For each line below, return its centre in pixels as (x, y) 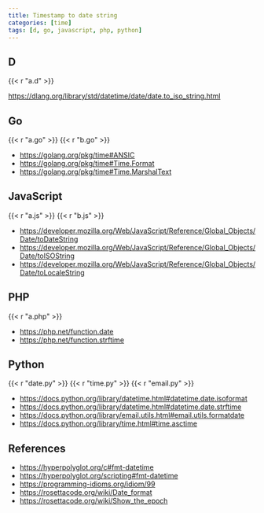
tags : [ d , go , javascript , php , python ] (75, 30)
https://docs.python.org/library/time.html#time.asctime (108, 424)
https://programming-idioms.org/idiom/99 (87, 484)
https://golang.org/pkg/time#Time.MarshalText (95, 172)
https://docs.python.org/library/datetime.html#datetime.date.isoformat (133, 399)
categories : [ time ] (40, 23)
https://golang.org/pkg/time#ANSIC (77, 155)
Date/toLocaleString (52, 272)
